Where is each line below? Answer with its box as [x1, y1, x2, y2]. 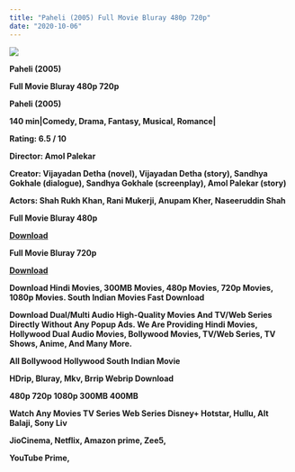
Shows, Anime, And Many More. [9, 338, 132, 349]
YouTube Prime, [9, 452, 70, 463]
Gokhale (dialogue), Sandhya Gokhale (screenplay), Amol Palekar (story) [9, 177, 287, 188]
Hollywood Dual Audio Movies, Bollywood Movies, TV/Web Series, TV [9, 328, 276, 339]
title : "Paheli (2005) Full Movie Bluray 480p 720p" [9, 13, 211, 23]
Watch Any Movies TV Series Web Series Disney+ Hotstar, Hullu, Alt [9, 407, 269, 419]
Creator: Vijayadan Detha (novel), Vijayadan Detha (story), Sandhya [9, 168, 268, 178]
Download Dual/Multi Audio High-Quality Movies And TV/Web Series [9, 309, 273, 320]
